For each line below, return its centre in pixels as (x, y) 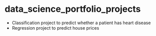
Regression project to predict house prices (55, 28)
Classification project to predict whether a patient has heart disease (81, 23)
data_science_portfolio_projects (73, 9)
